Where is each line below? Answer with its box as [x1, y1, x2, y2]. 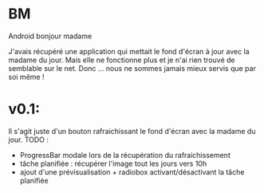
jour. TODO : [8, 135, 49, 144]
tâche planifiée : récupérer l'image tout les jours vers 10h [19, 159, 207, 168]
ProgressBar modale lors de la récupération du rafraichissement [19, 150, 231, 160]
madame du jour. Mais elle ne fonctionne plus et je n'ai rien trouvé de [8, 55, 235, 65]
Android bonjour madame [8, 31, 93, 41]
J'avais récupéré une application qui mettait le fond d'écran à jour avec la [8, 46, 250, 56]
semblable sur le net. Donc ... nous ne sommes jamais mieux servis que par [8, 63, 257, 73]
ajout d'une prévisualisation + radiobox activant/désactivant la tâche [19, 167, 245, 176]
